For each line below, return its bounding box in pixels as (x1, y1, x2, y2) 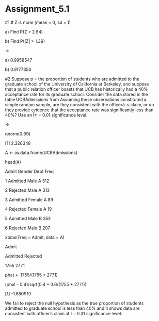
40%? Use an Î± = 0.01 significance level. (5, 112, 88, 118)
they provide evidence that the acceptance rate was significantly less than (5, 107, 154, 113)
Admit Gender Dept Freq (5, 169, 54, 174)
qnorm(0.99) (5, 131, 31, 136)
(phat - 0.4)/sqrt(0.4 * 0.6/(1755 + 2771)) (5, 281, 87, 287)
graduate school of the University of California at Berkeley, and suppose (5, 81, 149, 87)
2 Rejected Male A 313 (5, 187, 50, 193)
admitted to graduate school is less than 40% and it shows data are (5, 305, 140, 311)
